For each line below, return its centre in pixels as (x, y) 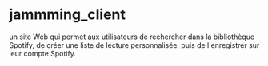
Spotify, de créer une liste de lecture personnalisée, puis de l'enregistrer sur (134, 45)
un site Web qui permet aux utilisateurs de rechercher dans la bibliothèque (132, 37)
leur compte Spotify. (43, 53)
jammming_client (68, 15)
